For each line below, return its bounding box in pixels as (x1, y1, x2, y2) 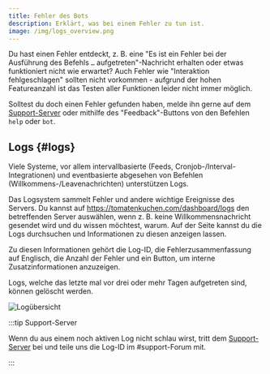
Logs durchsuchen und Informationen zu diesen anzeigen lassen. (8, 229, 227, 239)
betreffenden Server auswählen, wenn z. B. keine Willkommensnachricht (8, 212, 251, 221)
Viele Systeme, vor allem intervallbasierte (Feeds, (8, 161, 174, 171)
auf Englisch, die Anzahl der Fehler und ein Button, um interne (8, 253, 216, 264)
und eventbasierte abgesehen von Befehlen (57, 170, 204, 180)
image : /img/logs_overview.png (8, 27, 114, 35)
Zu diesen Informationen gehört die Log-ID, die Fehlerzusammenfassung (8, 245, 251, 255)
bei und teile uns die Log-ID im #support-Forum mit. (32, 342, 207, 352)
